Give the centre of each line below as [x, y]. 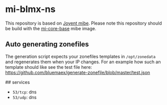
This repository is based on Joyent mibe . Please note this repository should [84, 23]
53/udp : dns [24, 97]
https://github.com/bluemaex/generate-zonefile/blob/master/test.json [78, 72]
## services [18, 82]
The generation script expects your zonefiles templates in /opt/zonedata [80, 56]
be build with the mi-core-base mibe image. [51, 28]
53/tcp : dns [24, 92]
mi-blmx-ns [30, 9]
